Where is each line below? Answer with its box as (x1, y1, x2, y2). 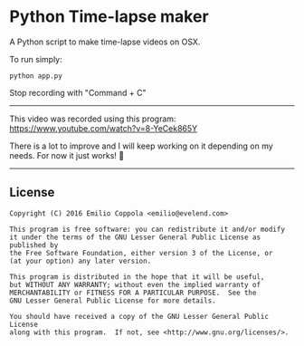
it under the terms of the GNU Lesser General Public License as (9, 233, 261, 242)
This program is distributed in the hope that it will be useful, (9, 272, 265, 282)
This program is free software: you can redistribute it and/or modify (9, 225, 285, 234)
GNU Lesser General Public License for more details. (9, 296, 217, 305)
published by (9, 240, 59, 250)
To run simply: (9, 53, 63, 64)
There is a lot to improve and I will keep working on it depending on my (9, 140, 273, 151)
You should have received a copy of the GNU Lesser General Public (9, 312, 270, 321)
